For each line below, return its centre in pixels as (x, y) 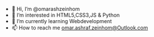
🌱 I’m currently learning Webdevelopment (62, 21)
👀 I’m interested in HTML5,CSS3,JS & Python (66, 15)
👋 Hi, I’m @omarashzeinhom (46, 9)
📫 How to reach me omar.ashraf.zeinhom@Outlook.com (80, 28)
